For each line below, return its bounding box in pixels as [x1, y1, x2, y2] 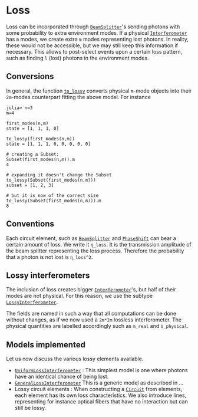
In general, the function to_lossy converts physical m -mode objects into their [6, 87, 192, 94]
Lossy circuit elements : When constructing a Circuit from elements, [14, 386, 183, 393]
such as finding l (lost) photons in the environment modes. [6, 54, 149, 61]
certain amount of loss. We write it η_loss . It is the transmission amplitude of [6, 241, 192, 248]
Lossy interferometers [6, 270, 90, 280]
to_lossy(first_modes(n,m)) [6, 136, 75, 142]
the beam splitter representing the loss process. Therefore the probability [6, 247, 184, 254]
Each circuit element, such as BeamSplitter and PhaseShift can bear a [6, 234, 177, 242]
